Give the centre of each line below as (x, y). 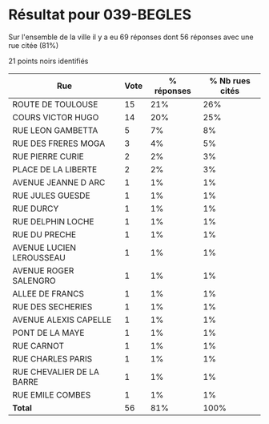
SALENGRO (34, 281)
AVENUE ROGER (43, 270)
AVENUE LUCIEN (44, 248)
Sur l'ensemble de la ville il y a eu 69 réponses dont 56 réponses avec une (131, 37)
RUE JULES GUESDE (51, 196)
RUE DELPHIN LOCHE (53, 221)
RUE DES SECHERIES (52, 306)
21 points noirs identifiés (48, 61)
